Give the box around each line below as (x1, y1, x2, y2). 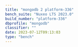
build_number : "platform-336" (5, 16, 68, 21)
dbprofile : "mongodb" (5, 21, 50, 26)
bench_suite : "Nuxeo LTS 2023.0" (5, 12, 74, 17)
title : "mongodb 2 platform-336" (5, 7, 74, 12)
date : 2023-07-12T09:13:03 (5, 30, 61, 35)
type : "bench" (5, 35, 35, 40)
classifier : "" (5, 25, 37, 30)
